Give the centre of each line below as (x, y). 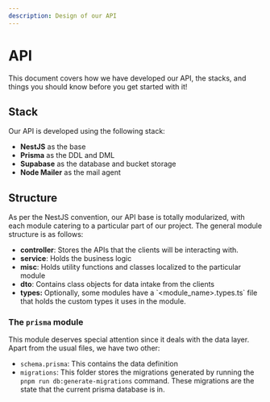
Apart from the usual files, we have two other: (84, 348)
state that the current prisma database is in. (92, 390)
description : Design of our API (62, 16)
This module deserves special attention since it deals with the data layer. (129, 340)
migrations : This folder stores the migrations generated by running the (137, 372)
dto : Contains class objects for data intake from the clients (117, 284)
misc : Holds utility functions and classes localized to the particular (131, 267)
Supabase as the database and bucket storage (98, 164)
